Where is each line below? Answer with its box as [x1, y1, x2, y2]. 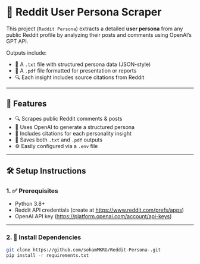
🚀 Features [6, 99, 47, 109]
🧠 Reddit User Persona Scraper [6, 5, 162, 19]
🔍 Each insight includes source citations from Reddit [14, 74, 145, 81]
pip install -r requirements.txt [6, 252, 89, 258]
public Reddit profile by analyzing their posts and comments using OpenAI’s [6, 31, 192, 38]
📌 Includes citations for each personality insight [14, 130, 132, 137]
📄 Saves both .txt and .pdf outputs [14, 136, 103, 143]
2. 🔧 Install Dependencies [6, 233, 82, 241]
